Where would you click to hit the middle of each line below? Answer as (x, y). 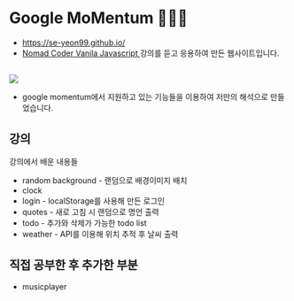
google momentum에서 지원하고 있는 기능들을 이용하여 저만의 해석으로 (145, 97)
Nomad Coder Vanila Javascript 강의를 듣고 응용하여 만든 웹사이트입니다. (151, 53)
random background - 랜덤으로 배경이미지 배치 (104, 181)
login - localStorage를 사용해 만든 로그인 (93, 201)
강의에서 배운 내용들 (43, 162)
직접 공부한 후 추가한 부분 (74, 265)
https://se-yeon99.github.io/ (73, 42)
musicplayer (44, 286)
